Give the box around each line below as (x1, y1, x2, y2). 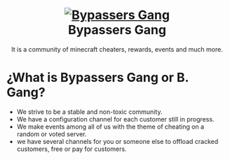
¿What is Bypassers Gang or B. (6, 70, 189, 86)
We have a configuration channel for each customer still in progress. (16, 115, 215, 123)
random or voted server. (16, 129, 87, 138)
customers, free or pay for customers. (16, 145, 127, 153)
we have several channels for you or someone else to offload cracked (16, 137, 219, 145)
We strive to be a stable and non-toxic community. (16, 108, 163, 116)
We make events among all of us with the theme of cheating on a (16, 122, 205, 131)
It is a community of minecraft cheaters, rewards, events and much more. (11, 45, 224, 53)
